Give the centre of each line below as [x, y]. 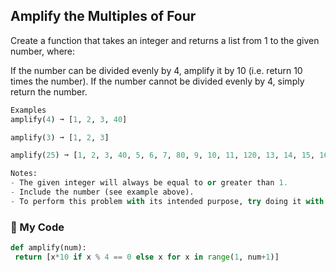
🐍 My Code [37, 227]
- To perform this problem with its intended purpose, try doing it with [167, 201]
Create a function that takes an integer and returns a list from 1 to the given [165, 40]
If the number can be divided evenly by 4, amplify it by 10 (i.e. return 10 [156, 70]
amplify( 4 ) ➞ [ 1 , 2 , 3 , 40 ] [69, 119]
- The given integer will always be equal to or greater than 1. [149, 183]
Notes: [24, 174]
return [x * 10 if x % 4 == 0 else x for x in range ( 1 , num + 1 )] [147, 257]
